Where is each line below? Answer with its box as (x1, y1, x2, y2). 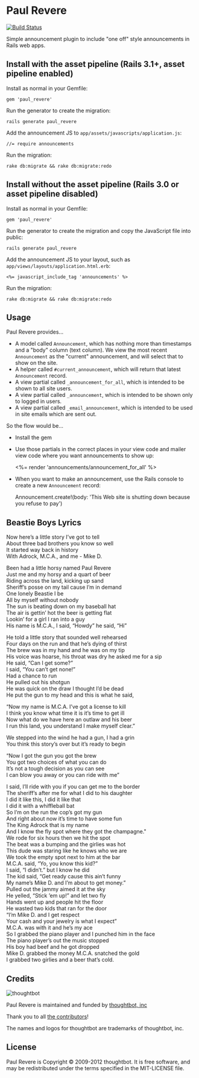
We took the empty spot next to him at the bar (6, 854, 121, 861)
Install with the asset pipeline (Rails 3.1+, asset (6, 59, 185, 69)
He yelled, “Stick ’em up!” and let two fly (6, 892, 107, 899)
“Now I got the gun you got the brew (6, 752, 97, 759)
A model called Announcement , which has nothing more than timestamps (14, 340, 192, 347)
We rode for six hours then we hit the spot (6, 834, 111, 842)
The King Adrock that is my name (6, 822, 89, 829)
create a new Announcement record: (14, 482, 101, 489)
